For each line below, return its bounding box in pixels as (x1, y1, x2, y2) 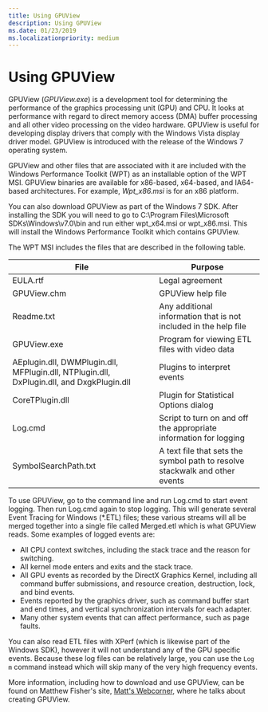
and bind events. (19, 588, 75, 597)
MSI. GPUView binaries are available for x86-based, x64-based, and (8, 178, 234, 187)
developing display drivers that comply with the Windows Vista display (8, 128, 241, 138)
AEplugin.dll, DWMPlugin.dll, (12, 356, 118, 368)
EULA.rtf (12, 275, 44, 286)
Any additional (159, 301, 213, 312)
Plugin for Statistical (159, 390, 235, 401)
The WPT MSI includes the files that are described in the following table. (8, 242, 246, 252)
